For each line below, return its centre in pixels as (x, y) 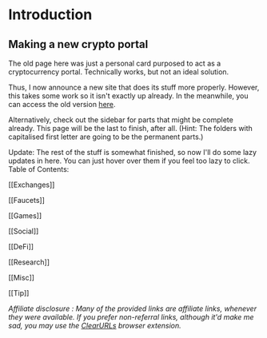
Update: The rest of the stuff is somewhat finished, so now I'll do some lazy (133, 152)
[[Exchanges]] (32, 185)
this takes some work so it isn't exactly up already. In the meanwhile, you (129, 96)
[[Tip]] (19, 293)
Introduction (50, 15)
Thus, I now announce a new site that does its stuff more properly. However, (134, 87)
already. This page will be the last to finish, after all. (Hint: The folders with (131, 128)
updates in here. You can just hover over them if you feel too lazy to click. (129, 161)
